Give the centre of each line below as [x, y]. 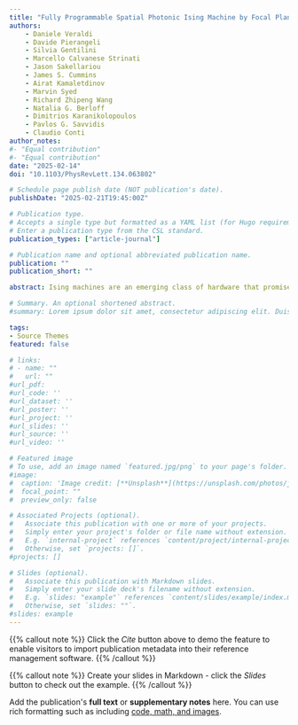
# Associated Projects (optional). [75, 516]
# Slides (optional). [49, 573]
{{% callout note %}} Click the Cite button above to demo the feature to [140, 639]
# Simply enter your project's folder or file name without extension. [149, 533]
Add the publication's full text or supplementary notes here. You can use [144, 702]
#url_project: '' [41, 417]
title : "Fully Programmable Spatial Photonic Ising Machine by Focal [141, 17]
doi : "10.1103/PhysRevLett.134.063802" [83, 174]
